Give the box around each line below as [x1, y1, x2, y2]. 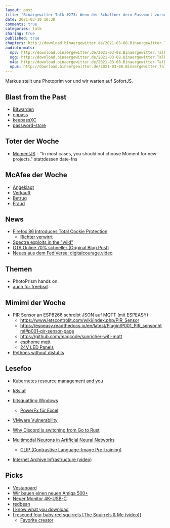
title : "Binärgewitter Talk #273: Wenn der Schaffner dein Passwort [5, 12, 153, 17]
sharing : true [5, 31, 35, 36]
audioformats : [5, 45, 35, 50]
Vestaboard [12, 484, 37, 490]
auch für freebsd [12, 284, 48, 290]
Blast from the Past [5, 92, 67, 102]
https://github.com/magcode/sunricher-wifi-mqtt [20, 334, 122, 339]
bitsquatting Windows [12, 397, 58, 404]
